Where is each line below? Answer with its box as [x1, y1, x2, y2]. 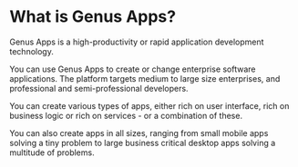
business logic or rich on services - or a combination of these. [9, 110, 243, 121]
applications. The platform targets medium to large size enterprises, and [9, 73, 281, 83]
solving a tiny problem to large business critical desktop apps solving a [9, 137, 276, 148]
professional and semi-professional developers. [9, 83, 189, 93]
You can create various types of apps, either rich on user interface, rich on [9, 100, 290, 111]
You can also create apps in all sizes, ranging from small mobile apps [9, 127, 269, 138]
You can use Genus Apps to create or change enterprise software [9, 64, 257, 74]
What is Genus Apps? [9, 6, 176, 27]
